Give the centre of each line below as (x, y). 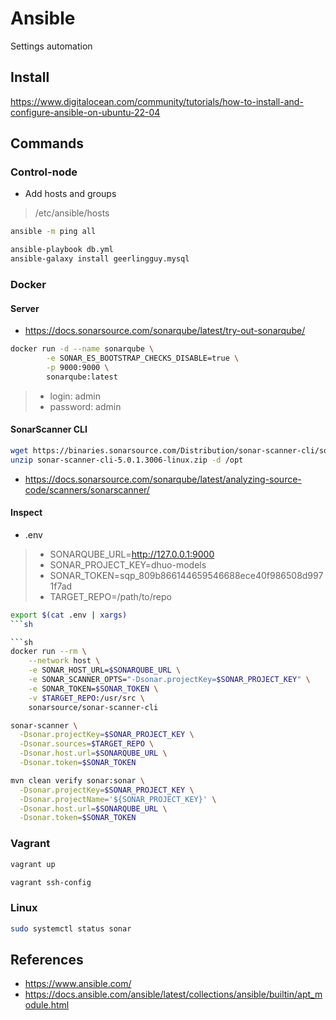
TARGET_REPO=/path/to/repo (110, 596)
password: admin (85, 406)
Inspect (26, 513)
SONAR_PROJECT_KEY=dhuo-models (128, 564)
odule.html (47, 1005)
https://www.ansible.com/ (78, 984)
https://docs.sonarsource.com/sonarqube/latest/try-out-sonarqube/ (165, 331)
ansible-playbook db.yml (62, 250)
